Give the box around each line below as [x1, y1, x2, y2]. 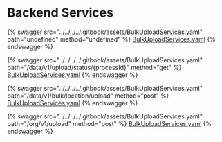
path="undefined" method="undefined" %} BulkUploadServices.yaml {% [7, 35, 216, 43]
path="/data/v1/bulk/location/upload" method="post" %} [7, 91, 169, 100]
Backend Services [7, 5, 114, 21]
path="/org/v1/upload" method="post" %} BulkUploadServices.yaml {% [7, 119, 212, 127]
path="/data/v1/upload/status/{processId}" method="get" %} [7, 63, 182, 71]
